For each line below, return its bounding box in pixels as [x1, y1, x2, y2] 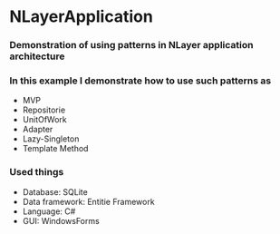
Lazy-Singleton [22, 133, 80, 144]
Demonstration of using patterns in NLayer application [9, 39, 254, 52]
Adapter [22, 124, 53, 135]
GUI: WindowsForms [22, 215, 100, 226]
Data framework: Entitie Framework [22, 196, 156, 207]
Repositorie [22, 104, 66, 115]
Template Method [22, 143, 89, 154]
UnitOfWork [22, 114, 67, 125]
